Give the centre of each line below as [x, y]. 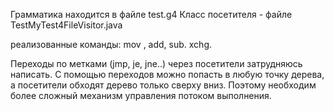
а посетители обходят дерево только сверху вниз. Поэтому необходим [163, 85]
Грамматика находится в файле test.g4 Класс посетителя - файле [151, 14]
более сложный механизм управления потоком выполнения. [141, 95]
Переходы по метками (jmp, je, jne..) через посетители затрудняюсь [156, 63]
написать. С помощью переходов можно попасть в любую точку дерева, [167, 74]
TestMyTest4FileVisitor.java [66, 25]
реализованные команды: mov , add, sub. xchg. [111, 44]
